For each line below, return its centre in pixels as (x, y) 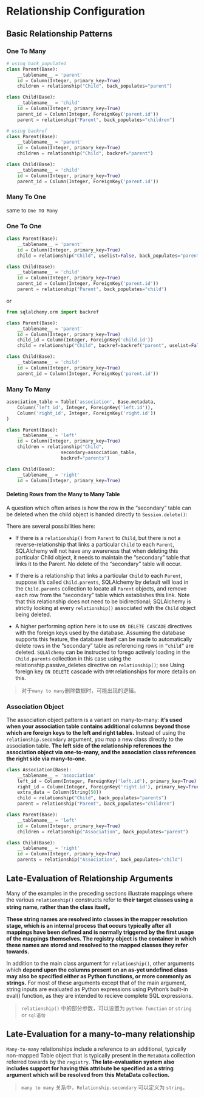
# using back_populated (36, 63)
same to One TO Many (32, 210)
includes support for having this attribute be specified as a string (90, 1068)
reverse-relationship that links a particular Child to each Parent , (95, 544)
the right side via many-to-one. (46, 759)
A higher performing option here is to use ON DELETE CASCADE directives (104, 626)
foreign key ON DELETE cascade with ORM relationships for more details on (105, 671)
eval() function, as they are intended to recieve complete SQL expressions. (100, 995)
